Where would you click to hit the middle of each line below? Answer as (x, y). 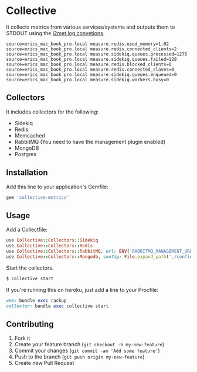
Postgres (26, 154)
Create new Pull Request (44, 363)
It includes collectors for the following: (52, 112)
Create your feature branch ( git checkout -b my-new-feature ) (89, 345)
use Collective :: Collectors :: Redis (50, 246)
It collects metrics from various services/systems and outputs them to (91, 27)
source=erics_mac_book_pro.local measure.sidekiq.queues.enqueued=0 (91, 74)
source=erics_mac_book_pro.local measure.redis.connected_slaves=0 (90, 69)
